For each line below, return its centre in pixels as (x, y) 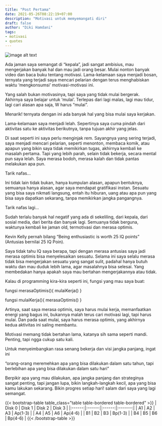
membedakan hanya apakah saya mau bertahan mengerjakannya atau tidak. (81, 272)
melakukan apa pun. (25, 164)
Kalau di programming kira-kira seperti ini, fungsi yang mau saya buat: (75, 281)
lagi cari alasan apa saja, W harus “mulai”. (47, 104)
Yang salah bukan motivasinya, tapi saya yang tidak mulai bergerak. (73, 94)
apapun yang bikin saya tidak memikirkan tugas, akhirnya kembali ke (73, 148)
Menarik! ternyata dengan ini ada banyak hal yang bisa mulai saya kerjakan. (80, 114)
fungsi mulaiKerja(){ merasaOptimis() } (44, 300)
